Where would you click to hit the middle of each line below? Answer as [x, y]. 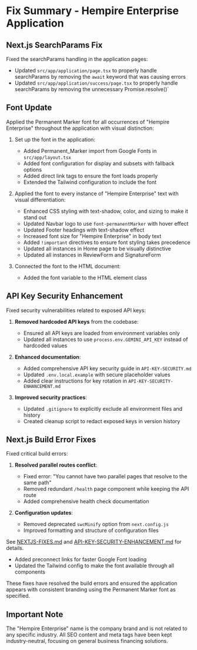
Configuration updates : [44, 513]
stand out [35, 217]
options [33, 169]
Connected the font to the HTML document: [68, 266]
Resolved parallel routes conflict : [56, 465]
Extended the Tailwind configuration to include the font [90, 182]
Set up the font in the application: [55, 139]
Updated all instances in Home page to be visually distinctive [97, 249]
